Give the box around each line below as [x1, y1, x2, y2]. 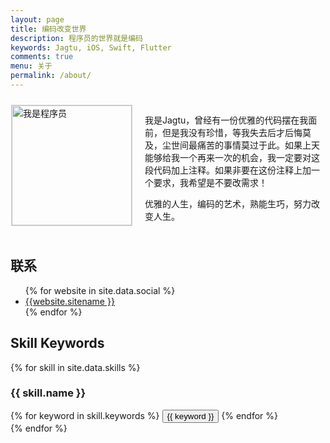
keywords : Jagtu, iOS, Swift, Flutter [10, 42, 172, 53]
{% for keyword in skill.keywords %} [10, 409, 160, 421]
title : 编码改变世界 [10, 24, 87, 34]
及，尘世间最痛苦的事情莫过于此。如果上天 [144, 139, 320, 151]
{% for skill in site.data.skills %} [10, 361, 141, 373]
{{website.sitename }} [24, 295, 115, 307]
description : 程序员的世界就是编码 [10, 33, 143, 43]
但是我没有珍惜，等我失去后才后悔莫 [161, 126, 312, 138]
